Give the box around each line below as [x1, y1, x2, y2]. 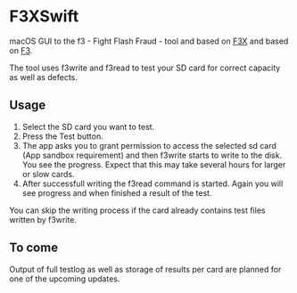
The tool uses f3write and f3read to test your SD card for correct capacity [9, 62, 281, 73]
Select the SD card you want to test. [21, 121, 155, 132]
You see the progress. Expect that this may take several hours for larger [21, 159, 286, 170]
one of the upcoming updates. [9, 273, 120, 284]
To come [9, 240, 59, 256]
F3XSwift [9, 6, 79, 27]
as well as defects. [9, 71, 78, 82]
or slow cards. [21, 168, 75, 179]
